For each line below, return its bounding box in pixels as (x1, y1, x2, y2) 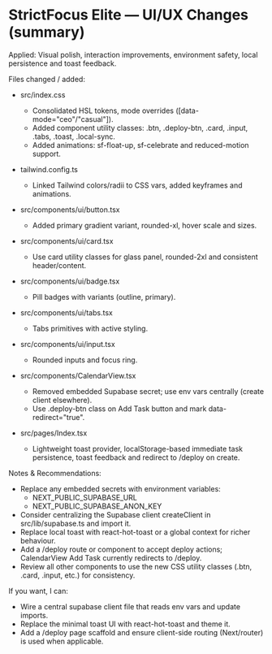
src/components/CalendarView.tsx (19, 370, 136, 380)
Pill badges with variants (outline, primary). (32, 292, 176, 301)
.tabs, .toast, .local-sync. (32, 132, 116, 141)
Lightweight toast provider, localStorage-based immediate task (32, 444, 244, 453)
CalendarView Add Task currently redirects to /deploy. (19, 552, 202, 562)
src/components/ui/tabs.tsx (19, 307, 114, 318)
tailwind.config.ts (19, 164, 79, 174)
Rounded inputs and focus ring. (32, 355, 138, 365)
